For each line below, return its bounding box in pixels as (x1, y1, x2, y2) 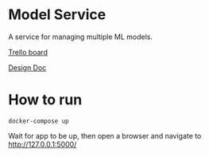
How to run (8, 91, 83, 109)
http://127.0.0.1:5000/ (8, 139, 77, 149)
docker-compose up (8, 117, 69, 125)
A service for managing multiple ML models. (8, 32, 153, 41)
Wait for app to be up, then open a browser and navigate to (8, 131, 202, 140)
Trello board (8, 47, 48, 57)
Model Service (8, 6, 106, 24)
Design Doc (8, 62, 47, 73)
